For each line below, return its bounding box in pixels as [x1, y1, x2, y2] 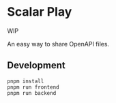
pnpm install [7, 78, 44, 85]
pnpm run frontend [7, 83, 59, 91]
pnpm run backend [7, 89, 57, 96]
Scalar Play [7, 4, 72, 20]
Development [7, 59, 66, 72]
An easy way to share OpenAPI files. [7, 40, 110, 48]
